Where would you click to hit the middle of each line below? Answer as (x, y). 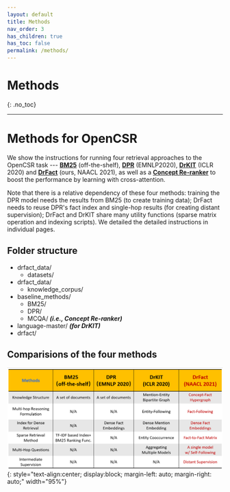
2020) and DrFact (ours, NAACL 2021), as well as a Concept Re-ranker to (112, 172)
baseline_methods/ (44, 296)
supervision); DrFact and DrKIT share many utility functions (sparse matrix (112, 214)
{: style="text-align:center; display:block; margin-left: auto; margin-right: (110, 474)
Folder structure (42, 251)
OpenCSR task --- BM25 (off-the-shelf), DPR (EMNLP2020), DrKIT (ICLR (110, 165)
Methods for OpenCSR (73, 139)
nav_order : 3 (26, 29)
